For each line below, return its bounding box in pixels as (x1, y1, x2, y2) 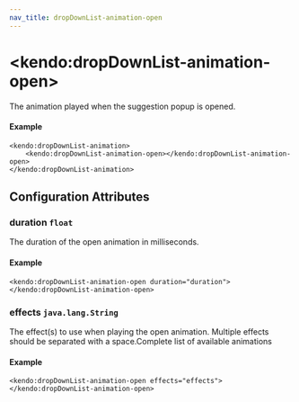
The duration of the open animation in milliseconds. (9, 237, 199, 247)
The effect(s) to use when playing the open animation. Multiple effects (9, 326, 269, 337)
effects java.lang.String (9, 306, 119, 318)
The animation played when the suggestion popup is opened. (9, 101, 236, 112)
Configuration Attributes (9, 190, 150, 205)
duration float (9, 217, 74, 229)
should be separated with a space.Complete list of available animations (9, 335, 272, 346)
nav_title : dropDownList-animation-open (9, 13, 163, 22)
